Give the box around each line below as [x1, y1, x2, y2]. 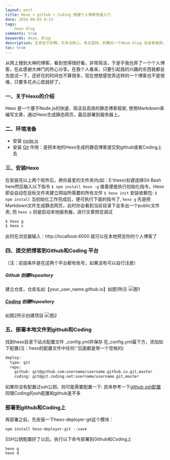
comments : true [5, 31, 37, 36]
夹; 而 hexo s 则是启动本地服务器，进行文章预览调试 [5, 208, 113, 215]
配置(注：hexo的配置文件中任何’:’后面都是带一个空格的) [9, 345, 124, 351]
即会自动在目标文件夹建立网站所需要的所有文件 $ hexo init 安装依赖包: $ [5, 190, 157, 196]
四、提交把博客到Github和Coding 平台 [5, 247, 99, 254]
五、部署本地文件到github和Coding [5, 326, 92, 333]
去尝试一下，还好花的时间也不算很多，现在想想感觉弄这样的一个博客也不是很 [5, 72, 165, 79]
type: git [10, 360, 30, 365]
